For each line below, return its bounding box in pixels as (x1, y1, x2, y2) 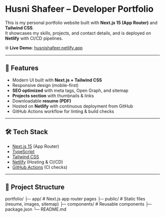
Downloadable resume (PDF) (12, 98, 71, 104)
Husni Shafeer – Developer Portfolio (5, 3, 154, 15)
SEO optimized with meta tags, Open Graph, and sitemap (12, 87, 129, 93)
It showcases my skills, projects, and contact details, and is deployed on (5, 30, 151, 36)
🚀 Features (5, 64, 39, 72)
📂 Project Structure (5, 183, 65, 191)
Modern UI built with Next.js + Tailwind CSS (12, 77, 102, 83)
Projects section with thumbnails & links (12, 92, 94, 99)
